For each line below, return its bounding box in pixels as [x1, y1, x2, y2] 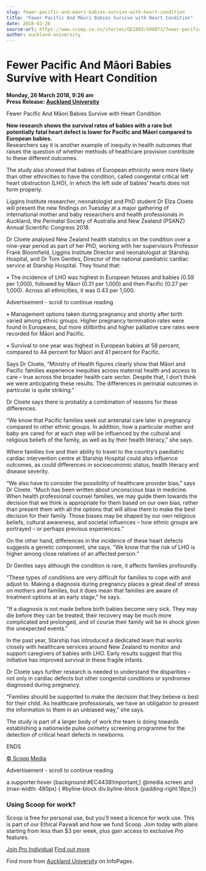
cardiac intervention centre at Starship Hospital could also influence [6, 455, 178, 462]
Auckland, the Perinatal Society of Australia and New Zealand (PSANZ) [6, 217, 185, 224]
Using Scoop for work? [6, 800, 76, 808]
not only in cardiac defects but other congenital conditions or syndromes [6, 675, 191, 682]
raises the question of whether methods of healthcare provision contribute [6, 148, 194, 155]
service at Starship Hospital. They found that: [6, 262, 121, 269]
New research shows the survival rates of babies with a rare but [6, 122, 172, 129]
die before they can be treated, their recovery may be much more [6, 612, 172, 620]
